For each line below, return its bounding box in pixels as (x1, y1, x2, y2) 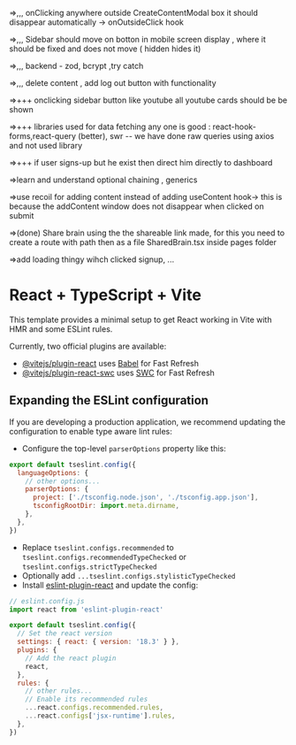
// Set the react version (17, 629, 113, 638)
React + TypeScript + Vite (9, 285, 201, 305)
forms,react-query (9, 131, 77, 141)
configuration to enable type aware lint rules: (9, 426, 172, 436)
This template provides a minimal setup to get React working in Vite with (9, 314, 272, 325)
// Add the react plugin (25, 654, 117, 663)
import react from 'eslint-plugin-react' (9, 605, 164, 614)
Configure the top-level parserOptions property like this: (21, 442, 227, 454)
